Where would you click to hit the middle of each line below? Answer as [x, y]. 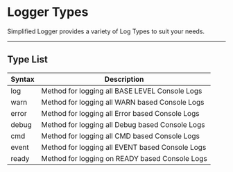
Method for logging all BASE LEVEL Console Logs [122, 91]
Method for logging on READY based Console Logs [124, 158]
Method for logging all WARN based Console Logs [123, 102]
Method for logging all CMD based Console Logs [120, 136]
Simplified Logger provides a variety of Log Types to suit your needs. [106, 31]
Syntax [23, 79]
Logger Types [48, 12]
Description [124, 79]
